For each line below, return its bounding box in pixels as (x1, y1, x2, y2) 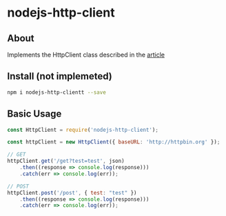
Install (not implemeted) (7, 70, 112, 82)
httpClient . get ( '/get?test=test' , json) (7, 157, 125, 165)
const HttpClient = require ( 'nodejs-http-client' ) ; (7, 126, 158, 133)
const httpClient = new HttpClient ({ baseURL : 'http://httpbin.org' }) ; (7, 139, 220, 146)
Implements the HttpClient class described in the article (7, 50, 165, 59)
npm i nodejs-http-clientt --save (7, 88, 107, 96)
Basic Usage (7, 108, 62, 120)
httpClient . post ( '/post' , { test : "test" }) (7, 189, 137, 196)
